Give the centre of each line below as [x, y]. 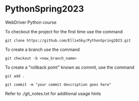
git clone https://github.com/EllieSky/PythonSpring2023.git [68, 40]
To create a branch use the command [42, 49]
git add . [15, 76]
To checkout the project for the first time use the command [64, 31]
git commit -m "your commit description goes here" [58, 85]
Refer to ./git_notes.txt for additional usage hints [53, 93]
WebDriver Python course [31, 22]
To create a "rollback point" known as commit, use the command [70, 67]
